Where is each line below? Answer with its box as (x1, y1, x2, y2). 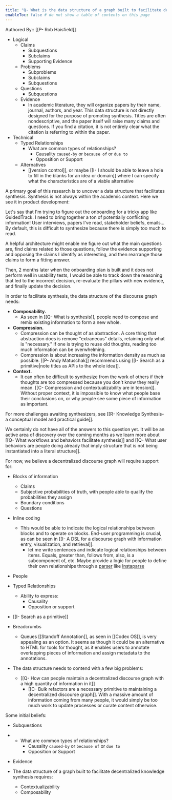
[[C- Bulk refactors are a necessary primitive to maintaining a (28, 686, 157, 692)
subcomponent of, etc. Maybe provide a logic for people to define (28, 557, 167, 564)
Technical (12, 134, 34, 140)
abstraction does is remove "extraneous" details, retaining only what (20, 335, 165, 341)
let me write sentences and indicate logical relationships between (28, 546, 166, 552)
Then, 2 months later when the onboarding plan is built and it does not (5, 266, 154, 273)
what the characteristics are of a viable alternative (28, 178, 134, 184)
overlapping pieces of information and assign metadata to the (20, 649, 150, 656)
